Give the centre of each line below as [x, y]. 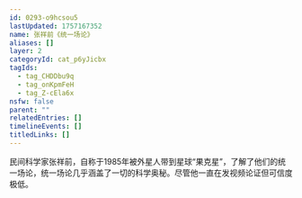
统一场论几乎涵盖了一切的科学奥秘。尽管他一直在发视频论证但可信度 [166, 173]
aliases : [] [31, 43]
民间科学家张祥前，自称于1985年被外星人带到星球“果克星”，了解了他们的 [144, 161]
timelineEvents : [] [46, 127]
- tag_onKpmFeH [46, 85]
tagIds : [24, 68]
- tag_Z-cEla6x [46, 93]
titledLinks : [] [40, 135]
